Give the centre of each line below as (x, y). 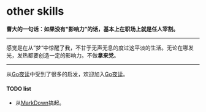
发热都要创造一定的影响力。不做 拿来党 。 (68, 55)
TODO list (19, 88)
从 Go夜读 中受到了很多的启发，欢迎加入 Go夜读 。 (67, 74)
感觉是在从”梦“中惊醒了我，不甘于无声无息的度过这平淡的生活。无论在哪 (97, 48)
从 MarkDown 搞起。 (40, 103)
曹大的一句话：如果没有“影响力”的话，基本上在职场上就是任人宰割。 (93, 29)
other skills (35, 11)
